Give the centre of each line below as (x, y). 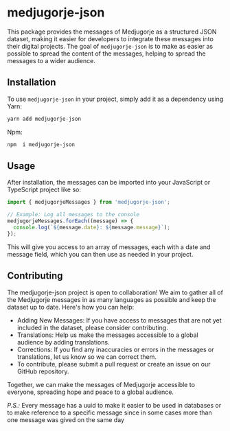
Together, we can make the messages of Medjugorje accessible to (101, 384)
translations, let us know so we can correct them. (87, 357)
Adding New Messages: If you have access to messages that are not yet (119, 320)
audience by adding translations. (63, 342)
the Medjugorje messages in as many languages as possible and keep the (112, 299)
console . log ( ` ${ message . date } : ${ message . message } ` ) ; (92, 227)
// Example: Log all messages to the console (73, 215)
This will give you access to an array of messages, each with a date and (109, 247)
